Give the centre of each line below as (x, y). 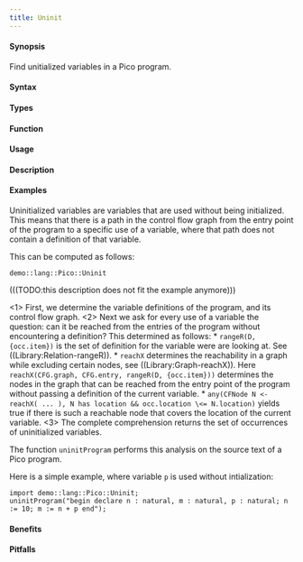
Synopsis (28, 47)
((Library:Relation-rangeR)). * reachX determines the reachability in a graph (149, 355)
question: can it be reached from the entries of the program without (135, 327)
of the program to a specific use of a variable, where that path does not (142, 230)
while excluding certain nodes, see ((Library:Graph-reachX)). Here (133, 365)
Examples (28, 190)
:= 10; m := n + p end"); (58, 509)
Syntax (23, 88)
